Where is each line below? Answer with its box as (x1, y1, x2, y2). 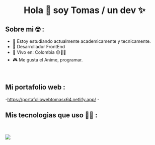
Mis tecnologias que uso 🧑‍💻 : (5, 111, 98, 120)
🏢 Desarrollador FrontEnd (12, 44, 65, 49)
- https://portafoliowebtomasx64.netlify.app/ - (5, 96, 100, 102)
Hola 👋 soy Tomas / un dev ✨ (23, 5, 146, 16)
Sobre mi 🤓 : (5, 25, 44, 33)
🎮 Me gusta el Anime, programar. (12, 57, 83, 62)
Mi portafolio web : (5, 83, 65, 92)
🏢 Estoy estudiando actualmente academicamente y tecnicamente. (12, 38, 151, 44)
